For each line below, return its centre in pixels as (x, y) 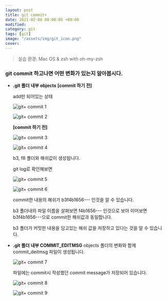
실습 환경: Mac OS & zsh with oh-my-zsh (60, 59)
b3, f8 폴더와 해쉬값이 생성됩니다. (47, 158)
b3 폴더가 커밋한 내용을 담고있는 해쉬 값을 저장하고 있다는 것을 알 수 (80, 228)
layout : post (19, 10)
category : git (21, 29)
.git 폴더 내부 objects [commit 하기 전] (52, 86)
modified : (16, 24)
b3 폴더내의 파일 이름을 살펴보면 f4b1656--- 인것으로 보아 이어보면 (80, 211)
